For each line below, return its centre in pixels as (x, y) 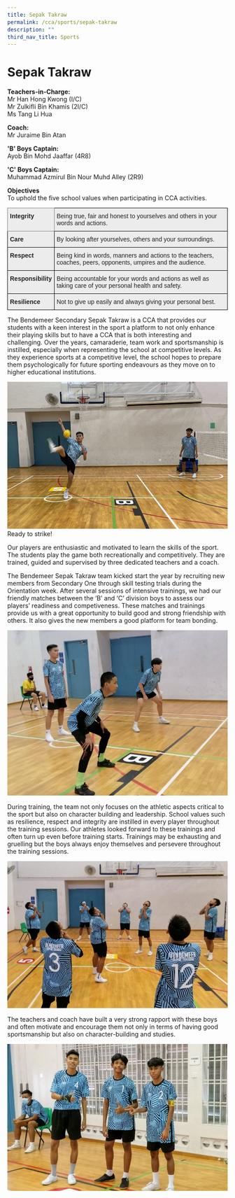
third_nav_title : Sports (43, 37)
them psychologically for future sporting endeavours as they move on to (111, 365)
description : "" (31, 29)
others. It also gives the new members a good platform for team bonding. (113, 621)
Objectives (23, 191)
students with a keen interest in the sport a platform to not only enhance (111, 327)
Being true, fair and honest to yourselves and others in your (137, 216)
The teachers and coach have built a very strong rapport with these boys (113, 1020)
